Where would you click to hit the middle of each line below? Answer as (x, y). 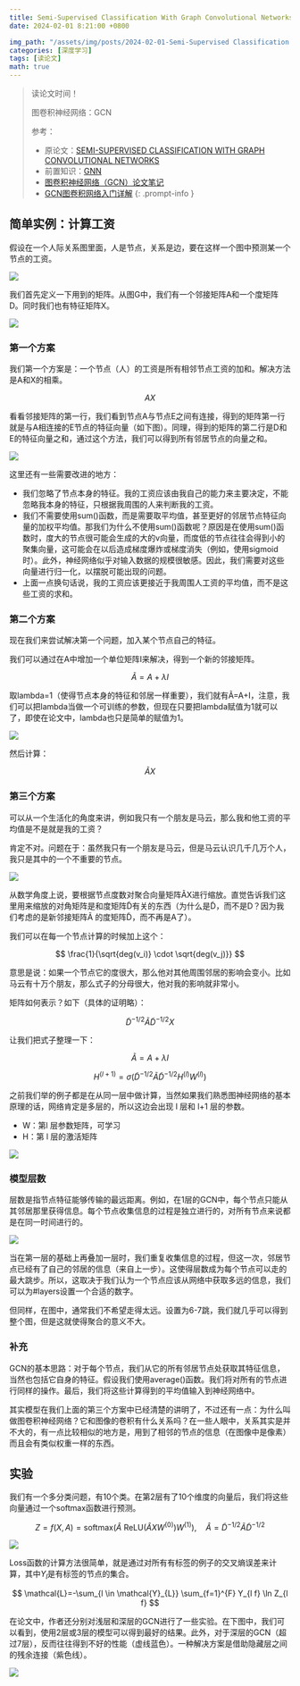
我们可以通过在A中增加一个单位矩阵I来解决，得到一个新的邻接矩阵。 (134, 659)
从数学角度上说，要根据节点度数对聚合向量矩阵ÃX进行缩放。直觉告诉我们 (144, 894)
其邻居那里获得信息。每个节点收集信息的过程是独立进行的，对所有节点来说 (146, 1211)
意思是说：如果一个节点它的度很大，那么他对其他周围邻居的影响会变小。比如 (150, 972)
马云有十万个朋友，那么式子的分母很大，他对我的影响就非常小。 (126, 983)
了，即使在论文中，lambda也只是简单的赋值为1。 (99, 718)
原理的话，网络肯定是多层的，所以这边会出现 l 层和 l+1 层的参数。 (129, 1107)
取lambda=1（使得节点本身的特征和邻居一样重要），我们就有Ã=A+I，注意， (146, 696)
